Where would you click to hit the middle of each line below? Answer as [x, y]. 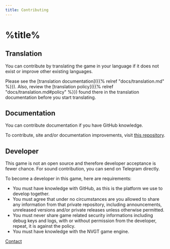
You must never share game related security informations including [83, 216]
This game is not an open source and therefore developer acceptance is [81, 163]
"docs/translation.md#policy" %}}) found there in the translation [72, 92]
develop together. [31, 194]
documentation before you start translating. [51, 97]
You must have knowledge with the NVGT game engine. [71, 232]
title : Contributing [27, 10]
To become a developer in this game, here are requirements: [69, 179]
